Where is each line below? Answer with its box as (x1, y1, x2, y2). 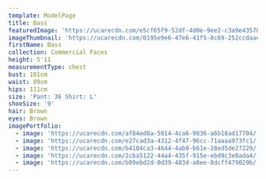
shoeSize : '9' (8, 100, 55, 108)
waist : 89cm (8, 78, 47, 86)
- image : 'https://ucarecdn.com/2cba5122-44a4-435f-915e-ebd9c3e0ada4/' (15, 151, 260, 159)
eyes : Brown (8, 115, 47, 123)
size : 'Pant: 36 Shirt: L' (8, 93, 97, 101)
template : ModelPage (8, 11, 77, 20)
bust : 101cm (8, 70, 47, 78)
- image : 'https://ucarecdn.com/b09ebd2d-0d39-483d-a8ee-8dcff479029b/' (15, 159, 260, 167)
